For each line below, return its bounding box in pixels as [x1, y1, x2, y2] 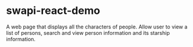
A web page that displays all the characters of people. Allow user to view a [6, 23, 188, 30]
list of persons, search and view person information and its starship [6, 29, 170, 36]
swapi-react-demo [6, 4, 100, 17]
